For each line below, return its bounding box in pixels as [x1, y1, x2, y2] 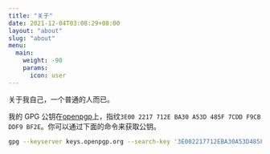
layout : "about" [8, 26, 63, 34]
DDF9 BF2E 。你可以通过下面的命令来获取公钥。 [8, 121, 161, 131]
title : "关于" [8, 11, 54, 20]
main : [15, 49, 35, 57]
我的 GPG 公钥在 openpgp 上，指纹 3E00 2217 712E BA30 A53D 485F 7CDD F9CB [8, 111, 261, 121]
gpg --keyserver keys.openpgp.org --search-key [8, 137, 171, 145]
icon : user [29, 71, 67, 79]
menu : [8, 42, 27, 50]
